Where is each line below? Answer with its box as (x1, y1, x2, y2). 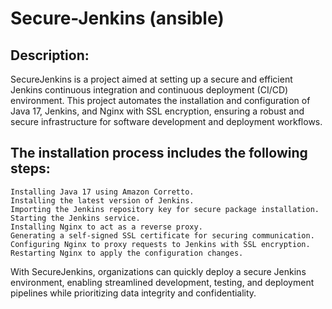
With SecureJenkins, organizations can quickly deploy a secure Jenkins (10, 265, 307, 277)
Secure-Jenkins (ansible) (10, 7, 225, 30)
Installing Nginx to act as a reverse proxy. (10, 222, 203, 232)
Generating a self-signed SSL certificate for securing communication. (10, 230, 315, 241)
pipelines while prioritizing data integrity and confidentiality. (10, 287, 257, 299)
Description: (10, 47, 90, 64)
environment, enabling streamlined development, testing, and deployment (10, 276, 315, 288)
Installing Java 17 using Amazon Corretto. (10, 187, 195, 197)
